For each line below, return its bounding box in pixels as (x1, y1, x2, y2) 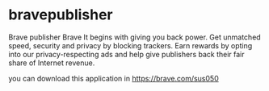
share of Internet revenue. (8, 58, 95, 68)
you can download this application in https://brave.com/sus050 (8, 73, 220, 83)
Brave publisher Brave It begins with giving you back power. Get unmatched (8, 32, 261, 42)
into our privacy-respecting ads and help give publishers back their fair (8, 49, 245, 59)
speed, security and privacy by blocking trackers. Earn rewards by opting (8, 40, 253, 50)
